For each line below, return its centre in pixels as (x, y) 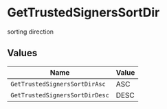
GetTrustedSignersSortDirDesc (60, 95)
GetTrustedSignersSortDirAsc (58, 84)
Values (22, 53)
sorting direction (30, 32)
